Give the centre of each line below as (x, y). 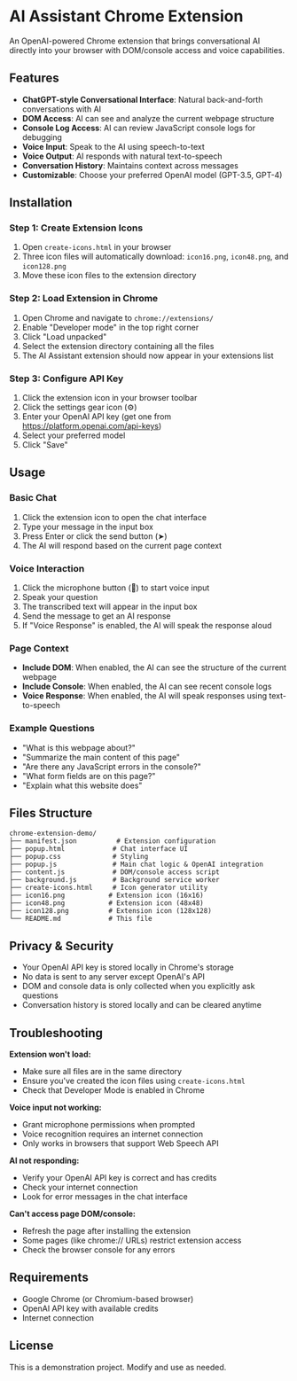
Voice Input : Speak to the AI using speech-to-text (113, 146)
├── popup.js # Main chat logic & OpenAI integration (137, 865)
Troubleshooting (56, 1033)
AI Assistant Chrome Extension (126, 16)
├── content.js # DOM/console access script (114, 872)
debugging (42, 137)
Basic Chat (33, 498)
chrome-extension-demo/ (53, 834)
